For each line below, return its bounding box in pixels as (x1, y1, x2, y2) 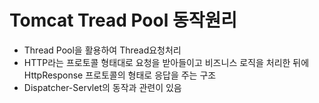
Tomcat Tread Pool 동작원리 (9, 9, 237, 32)
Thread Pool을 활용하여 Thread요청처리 (23, 44, 182, 56)
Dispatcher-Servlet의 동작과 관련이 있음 (23, 81, 182, 93)
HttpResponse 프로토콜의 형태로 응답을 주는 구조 (23, 69, 217, 81)
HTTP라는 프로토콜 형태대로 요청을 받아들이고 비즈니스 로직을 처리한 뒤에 (23, 56, 310, 68)
